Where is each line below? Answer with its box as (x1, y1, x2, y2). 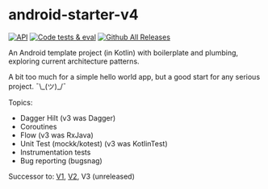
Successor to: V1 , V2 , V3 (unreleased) (8, 171, 136, 181)
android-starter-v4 (8, 6, 139, 24)
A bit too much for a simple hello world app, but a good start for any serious (8, 72, 261, 81)
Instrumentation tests (19, 147, 91, 157)
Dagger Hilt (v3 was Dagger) (19, 113, 116, 122)
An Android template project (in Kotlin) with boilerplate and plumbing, (8, 47, 239, 57)
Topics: (8, 97, 33, 107)
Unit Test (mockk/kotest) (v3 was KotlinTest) (19, 138, 168, 148)
